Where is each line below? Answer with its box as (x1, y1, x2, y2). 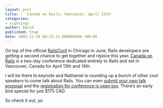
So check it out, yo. (5, 97, 44, 103)
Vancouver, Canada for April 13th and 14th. (5, 63, 92, 69)
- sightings (5, 20, 29, 26)
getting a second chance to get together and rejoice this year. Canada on (5, 53, 153, 58)
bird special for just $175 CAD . (5, 88, 66, 94)
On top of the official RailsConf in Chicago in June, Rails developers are (5, 47, 149, 54)
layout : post (5, 7, 32, 12)
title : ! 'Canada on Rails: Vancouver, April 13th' (5, 12, 113, 17)
